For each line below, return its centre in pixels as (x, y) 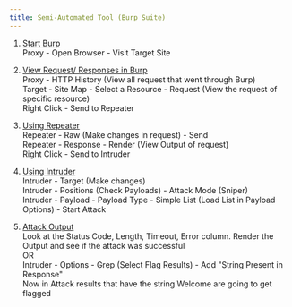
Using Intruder (49, 171)
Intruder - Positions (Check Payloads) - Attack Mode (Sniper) (135, 190)
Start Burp (41, 43)
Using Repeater (51, 125)
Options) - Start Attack (64, 209)
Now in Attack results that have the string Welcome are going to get (147, 284)
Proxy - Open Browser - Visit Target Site (96, 52)
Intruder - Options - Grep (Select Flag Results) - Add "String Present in (153, 264)
